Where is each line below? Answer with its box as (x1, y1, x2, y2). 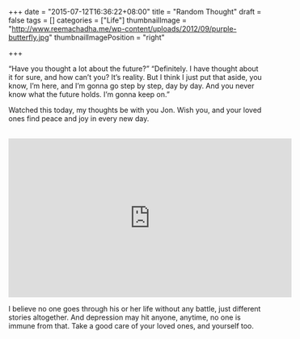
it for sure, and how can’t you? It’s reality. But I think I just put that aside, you (8, 73, 263, 82)
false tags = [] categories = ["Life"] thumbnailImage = (8, 15, 188, 25)
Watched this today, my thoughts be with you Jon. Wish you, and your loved (8, 105, 262, 115)
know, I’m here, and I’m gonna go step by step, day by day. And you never (8, 81, 255, 90)
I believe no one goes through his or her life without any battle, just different (8, 304, 261, 313)
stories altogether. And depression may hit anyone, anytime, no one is (8, 312, 241, 322)
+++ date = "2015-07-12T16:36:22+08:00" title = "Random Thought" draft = (8, 7, 262, 16)
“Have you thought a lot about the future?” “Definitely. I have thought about (8, 64, 259, 73)
